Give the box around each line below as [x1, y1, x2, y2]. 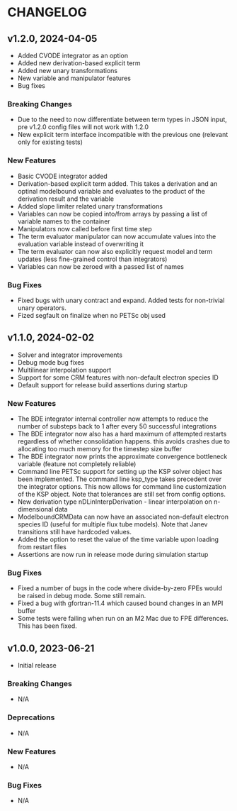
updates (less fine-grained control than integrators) [17, 255, 168, 263]
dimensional [17, 505, 54, 513]
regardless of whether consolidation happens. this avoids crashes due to [17, 437, 230, 446]
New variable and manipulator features [17, 74, 131, 82]
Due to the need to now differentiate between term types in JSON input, [17, 115, 228, 124]
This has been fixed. [17, 622, 78, 630]
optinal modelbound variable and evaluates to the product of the [17, 187, 205, 195]
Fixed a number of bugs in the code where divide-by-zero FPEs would [17, 584, 223, 592]
